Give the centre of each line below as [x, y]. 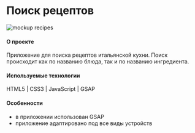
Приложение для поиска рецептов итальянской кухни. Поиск [87, 55]
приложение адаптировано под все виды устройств [84, 123]
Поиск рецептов [50, 11]
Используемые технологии [43, 75]
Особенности [25, 103]
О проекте [20, 41]
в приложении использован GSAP [59, 117]
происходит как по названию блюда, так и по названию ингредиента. [98, 62]
